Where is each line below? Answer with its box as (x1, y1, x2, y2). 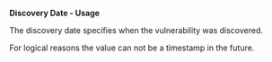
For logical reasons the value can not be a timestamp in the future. (9, 42, 255, 53)
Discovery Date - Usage (9, 8, 101, 18)
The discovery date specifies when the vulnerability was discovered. (9, 25, 263, 35)
